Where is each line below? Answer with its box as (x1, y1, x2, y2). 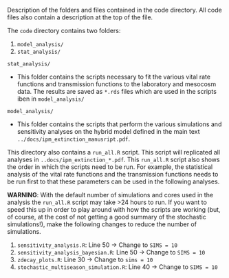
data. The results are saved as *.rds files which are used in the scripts (17, 88, 217, 95)
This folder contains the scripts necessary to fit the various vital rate (17, 72, 211, 81)
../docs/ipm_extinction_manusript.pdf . (17, 135, 131, 143)
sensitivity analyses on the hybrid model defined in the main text (17, 128, 200, 135)
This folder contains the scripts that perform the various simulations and (17, 120, 222, 128)
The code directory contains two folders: (7, 27, 121, 34)
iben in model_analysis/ (17, 95, 85, 103)
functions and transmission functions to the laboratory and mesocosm (17, 80, 217, 88)
